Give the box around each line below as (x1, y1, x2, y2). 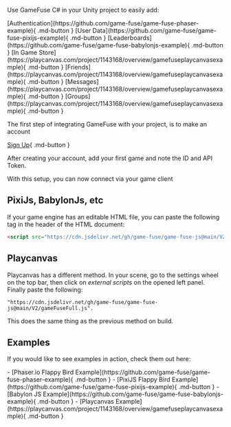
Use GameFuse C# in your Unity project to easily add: (7, 6, 159, 14)
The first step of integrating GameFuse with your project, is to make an (7, 120, 208, 128)
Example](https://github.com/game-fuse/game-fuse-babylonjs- (43, 390, 223, 398)
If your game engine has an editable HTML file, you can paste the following (7, 212, 220, 221)
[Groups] (65, 92, 91, 100)
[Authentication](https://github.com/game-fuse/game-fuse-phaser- (7, 19, 199, 27)
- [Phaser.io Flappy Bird (7, 368, 74, 377)
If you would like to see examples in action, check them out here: (7, 355, 191, 363)
